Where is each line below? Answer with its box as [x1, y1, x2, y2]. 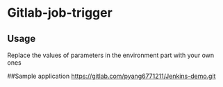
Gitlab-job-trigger [7, 5, 113, 21]
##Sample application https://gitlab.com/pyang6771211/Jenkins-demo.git [7, 72, 216, 80]
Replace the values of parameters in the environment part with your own [7, 51, 215, 59]
